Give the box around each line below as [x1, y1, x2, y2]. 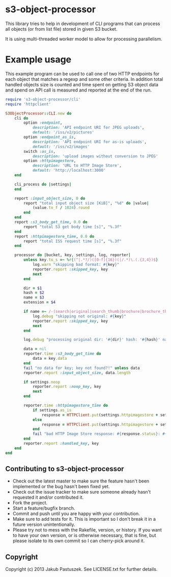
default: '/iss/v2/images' [32, 144, 90, 149]
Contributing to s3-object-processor [5, 465, 124, 473]
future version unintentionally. [12, 521, 75, 527]
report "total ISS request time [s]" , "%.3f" [23, 239, 122, 244]
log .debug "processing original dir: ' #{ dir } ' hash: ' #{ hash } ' [23, 337, 160, 342]
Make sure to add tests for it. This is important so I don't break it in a [12, 516, 156, 522]
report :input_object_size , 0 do [14, 196, 85, 201]
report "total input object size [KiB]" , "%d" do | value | [23, 200, 149, 205]
